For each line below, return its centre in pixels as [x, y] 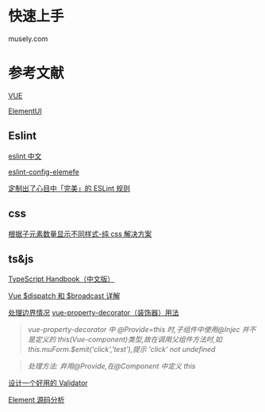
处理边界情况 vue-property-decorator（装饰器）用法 [94, 313]
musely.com [28, 38]
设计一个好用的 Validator [48, 383]
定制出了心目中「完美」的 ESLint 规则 [69, 188]
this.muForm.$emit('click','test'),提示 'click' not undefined [121, 349]
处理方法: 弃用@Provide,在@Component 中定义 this [111, 366]
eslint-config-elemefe [44, 172]
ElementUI [25, 111]
